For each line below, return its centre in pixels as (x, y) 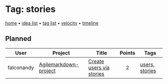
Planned (18, 39)
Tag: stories (30, 9)
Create (96, 61)
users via (99, 67)
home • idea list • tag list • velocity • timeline (52, 23)
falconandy (21, 67)
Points (127, 52)
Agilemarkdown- (59, 64)
